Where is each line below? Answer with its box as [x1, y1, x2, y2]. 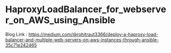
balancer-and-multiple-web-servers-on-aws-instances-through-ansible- [5, 37, 159, 43]
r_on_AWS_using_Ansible [5, 14, 116, 26]
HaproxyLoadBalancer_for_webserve [5, 4, 166, 15]
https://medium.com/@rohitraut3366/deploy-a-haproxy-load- [28, 31, 158, 37]
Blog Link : [5, 31, 28, 37]
